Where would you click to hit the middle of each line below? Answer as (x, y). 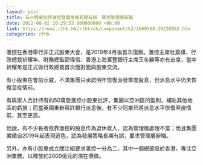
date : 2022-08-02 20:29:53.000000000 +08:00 (63, 23)
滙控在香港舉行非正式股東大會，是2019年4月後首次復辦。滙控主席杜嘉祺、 (99, 52)
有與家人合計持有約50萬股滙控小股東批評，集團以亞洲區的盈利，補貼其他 (97, 101)
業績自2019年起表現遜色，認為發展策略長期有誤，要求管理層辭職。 (89, 135)
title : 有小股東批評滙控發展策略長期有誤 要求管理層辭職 (70, 17)
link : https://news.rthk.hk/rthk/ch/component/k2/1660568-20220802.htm (98, 29)
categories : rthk (28, 34)
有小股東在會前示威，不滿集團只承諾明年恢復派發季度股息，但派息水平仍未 (99, 80)
